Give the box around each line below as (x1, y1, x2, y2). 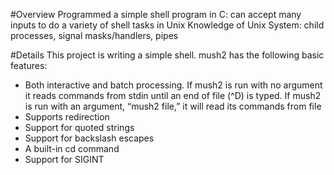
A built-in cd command (24, 143, 120, 154)
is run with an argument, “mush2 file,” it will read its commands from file (24, 100, 322, 112)
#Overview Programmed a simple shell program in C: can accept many (10, 9, 302, 20)
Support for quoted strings (24, 122, 135, 133)
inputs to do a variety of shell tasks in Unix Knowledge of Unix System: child (10, 19, 325, 31)
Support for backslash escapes (24, 132, 155, 144)
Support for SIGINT (24, 154, 105, 165)
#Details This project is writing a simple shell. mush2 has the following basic (10, 49, 325, 61)
